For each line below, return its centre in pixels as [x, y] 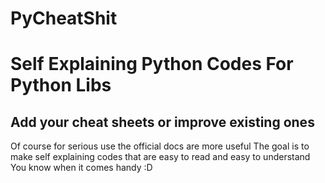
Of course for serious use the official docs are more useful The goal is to [160, 146]
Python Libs [61, 85]
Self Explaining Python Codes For [152, 64]
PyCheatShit [64, 18]
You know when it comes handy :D [81, 168]
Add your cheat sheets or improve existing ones [162, 122]
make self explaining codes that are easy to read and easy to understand [160, 157]
